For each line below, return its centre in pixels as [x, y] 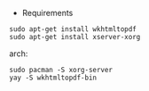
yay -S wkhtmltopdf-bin [53, 78]
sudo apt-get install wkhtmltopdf [73, 29]
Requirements [47, 13]
